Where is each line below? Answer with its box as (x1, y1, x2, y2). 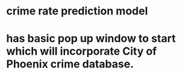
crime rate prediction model (6, 4, 148, 18)
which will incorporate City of (6, 45, 157, 58)
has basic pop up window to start (6, 32, 176, 46)
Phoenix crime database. (6, 57, 134, 71)
